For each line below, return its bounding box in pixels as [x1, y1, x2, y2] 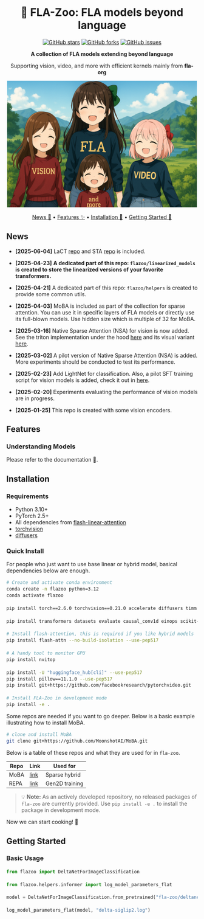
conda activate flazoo [6, 592, 64, 598]
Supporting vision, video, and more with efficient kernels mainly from [10, 62, 183, 69]
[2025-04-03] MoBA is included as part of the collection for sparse [15, 302, 185, 310]
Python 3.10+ [15, 506, 49, 513]
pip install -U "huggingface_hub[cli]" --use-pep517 [6, 669, 143, 676]
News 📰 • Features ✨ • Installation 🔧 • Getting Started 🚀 [32, 213, 172, 221]
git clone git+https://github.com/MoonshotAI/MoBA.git [6, 738, 148, 744]
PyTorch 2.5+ [15, 512, 49, 519]
